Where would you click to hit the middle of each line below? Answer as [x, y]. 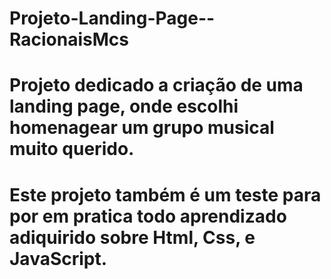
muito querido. [72, 149]
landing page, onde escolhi [124, 106]
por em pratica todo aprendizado [148, 216]
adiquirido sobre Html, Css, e [132, 237]
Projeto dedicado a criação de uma [156, 85]
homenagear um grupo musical [142, 128]
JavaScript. [58, 258]
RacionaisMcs [69, 39]
